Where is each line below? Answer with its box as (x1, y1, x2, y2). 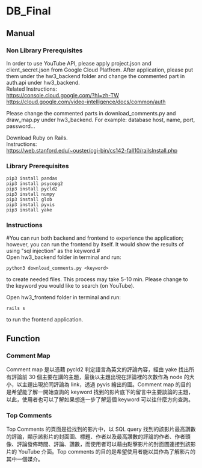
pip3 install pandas (6, 175, 58, 181)
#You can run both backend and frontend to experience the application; (6, 234, 184, 242)
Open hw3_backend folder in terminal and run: (6, 254, 121, 261)
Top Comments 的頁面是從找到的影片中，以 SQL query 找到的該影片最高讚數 (6, 425, 196, 433)
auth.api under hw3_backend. (6, 79, 80, 86)
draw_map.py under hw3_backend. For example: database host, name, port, (6, 116, 195, 123)
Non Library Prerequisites (6, 46, 83, 55)
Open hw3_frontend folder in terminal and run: (6, 294, 121, 301)
